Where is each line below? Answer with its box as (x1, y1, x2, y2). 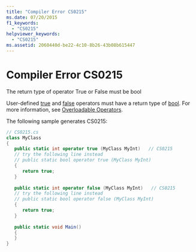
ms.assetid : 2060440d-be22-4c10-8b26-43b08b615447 (6, 43, 135, 49)
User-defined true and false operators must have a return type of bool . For (6, 100, 191, 107)
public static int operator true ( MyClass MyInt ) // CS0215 (14, 146, 173, 152)
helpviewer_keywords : (6, 31, 61, 37)
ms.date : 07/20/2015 (6, 14, 58, 20)
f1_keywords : (6, 20, 39, 26)
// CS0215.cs (6, 129, 39, 135)
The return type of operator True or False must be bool (6, 88, 142, 95)
